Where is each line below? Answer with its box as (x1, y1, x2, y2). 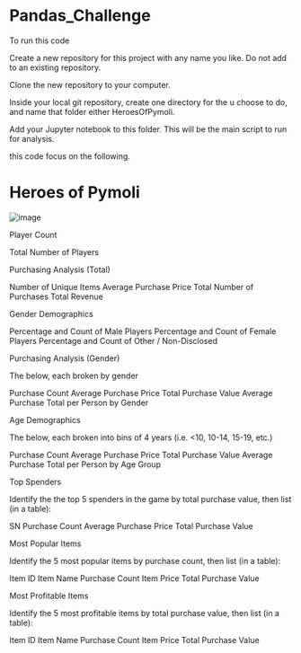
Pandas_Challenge (9, 5, 151, 26)
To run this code (9, 35, 70, 46)
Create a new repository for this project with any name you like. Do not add (9, 52, 288, 63)
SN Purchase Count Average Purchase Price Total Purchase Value (9, 520, 253, 531)
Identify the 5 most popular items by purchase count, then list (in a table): (9, 555, 281, 566)
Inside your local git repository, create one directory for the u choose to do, (9, 96, 288, 108)
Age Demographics (9, 414, 81, 425)
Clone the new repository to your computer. (9, 79, 171, 90)
